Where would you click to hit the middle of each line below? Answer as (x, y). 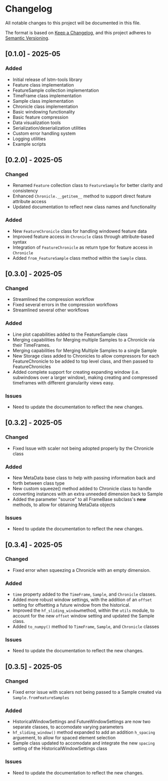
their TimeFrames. (32, 345)
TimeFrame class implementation (47, 95)
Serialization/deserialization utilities (49, 128)
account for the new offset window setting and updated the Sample (83, 616)
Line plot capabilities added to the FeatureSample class (70, 334)
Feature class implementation (43, 85)
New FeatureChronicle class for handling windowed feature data (80, 231)
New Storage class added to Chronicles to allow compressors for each (86, 356)
